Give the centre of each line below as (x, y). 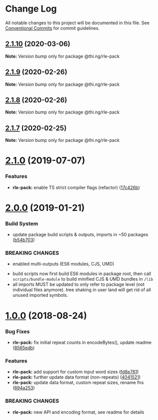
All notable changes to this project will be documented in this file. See (77, 23)
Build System (22, 224)
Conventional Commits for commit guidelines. (52, 28)
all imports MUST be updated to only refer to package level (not (78, 284)
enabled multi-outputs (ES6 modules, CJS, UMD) (63, 264)
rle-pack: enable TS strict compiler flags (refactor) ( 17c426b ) (76, 187)
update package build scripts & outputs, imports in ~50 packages (80, 235)
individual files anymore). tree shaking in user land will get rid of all (82, 290)
